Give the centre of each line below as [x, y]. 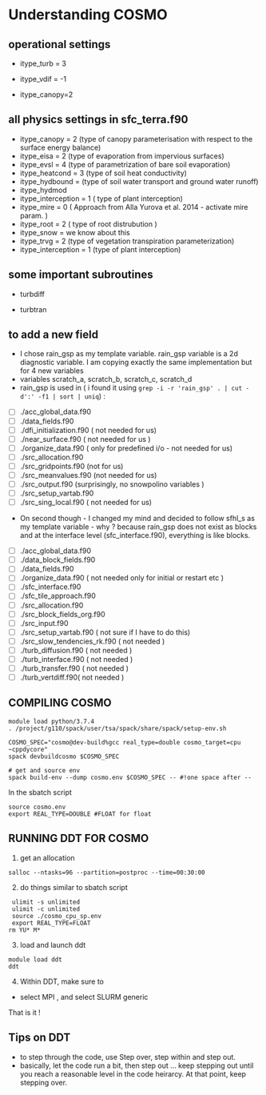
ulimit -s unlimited [46, 902]
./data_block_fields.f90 [58, 560]
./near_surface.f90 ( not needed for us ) [85, 439]
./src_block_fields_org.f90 [62, 614]
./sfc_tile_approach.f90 [58, 596]
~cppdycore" [28, 749]
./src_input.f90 [44, 623]
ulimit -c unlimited [46, 909]
